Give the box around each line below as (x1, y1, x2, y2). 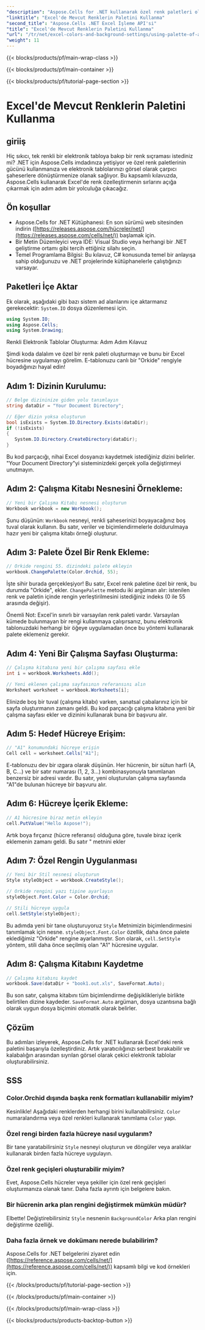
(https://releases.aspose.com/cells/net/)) (15, 231, 119, 238)
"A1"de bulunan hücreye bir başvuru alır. (6, 781, 107, 788)
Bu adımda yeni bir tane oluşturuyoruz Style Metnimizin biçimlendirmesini (6, 921, 192, 929)
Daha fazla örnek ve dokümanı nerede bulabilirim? (6, 1236, 159, 1245)
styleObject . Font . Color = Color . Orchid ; (6, 894, 111, 900)
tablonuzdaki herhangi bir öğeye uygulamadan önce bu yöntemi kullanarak (6, 624, 194, 632)
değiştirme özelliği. (6, 1221, 54, 1228)
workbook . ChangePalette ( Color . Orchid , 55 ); (6, 569, 119, 575)
